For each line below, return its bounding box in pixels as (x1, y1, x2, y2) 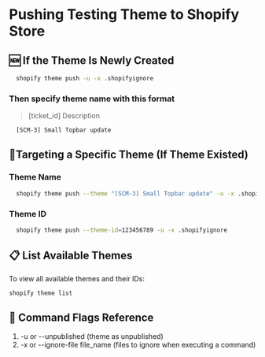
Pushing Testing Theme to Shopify (9, 6, 240, 24)
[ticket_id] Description (28, 111, 101, 121)
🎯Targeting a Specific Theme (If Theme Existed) (9, 148, 248, 162)
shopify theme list (9, 289, 73, 297)
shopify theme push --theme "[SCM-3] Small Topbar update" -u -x (16, 189, 235, 198)
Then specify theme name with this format (9, 93, 175, 104)
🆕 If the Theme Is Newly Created (9, 54, 175, 67)
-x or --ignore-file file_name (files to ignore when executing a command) (20, 340, 256, 350)
